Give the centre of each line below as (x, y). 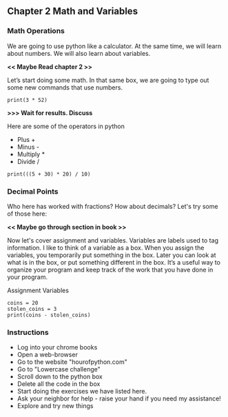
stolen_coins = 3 (32, 309)
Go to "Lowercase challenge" (59, 369)
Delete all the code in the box (59, 384)
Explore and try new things (55, 406)
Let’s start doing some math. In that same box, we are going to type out (108, 80)
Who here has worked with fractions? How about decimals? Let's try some (113, 206)
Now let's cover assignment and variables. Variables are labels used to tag (113, 240)
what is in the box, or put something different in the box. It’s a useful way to (114, 262)
